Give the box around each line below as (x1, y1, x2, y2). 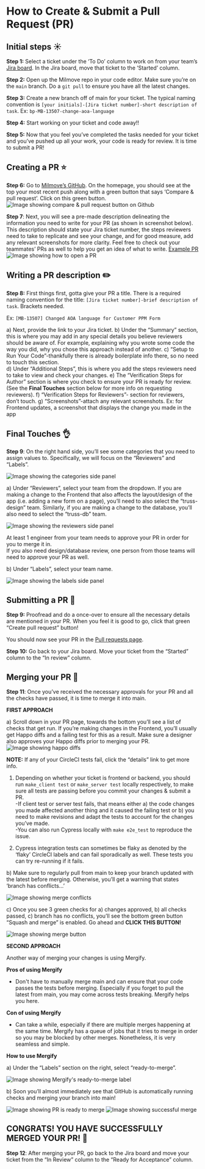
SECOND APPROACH (6, 943, 61, 950)
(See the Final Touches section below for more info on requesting (6, 384, 172, 392)
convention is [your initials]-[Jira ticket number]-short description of (6, 101, 197, 108)
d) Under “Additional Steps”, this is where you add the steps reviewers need (6, 365, 196, 372)
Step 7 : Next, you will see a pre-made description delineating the (6, 212, 170, 220)
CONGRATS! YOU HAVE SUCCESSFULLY (6, 1124, 164, 1134)
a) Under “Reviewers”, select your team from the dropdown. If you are (6, 484, 182, 492)
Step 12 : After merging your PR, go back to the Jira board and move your (6, 1149, 190, 1157)
